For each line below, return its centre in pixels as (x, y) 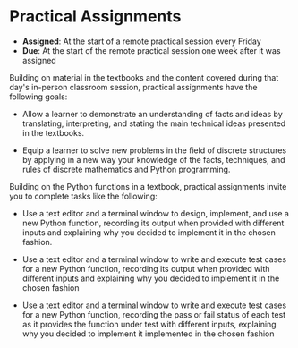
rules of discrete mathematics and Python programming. (126, 169)
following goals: (38, 97)
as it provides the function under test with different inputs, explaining (149, 324)
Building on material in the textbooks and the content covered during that (144, 77)
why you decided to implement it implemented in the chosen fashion (148, 334)
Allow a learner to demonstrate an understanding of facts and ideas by (153, 114)
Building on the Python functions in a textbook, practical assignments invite (148, 186)
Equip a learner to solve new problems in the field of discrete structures (154, 150)
